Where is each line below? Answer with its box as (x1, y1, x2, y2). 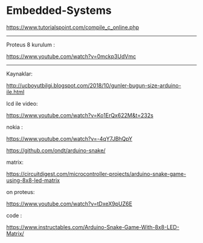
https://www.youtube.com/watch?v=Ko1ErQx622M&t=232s (6, 111, 154, 118)
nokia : (6, 123, 23, 131)
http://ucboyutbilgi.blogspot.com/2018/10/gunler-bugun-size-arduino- (6, 82, 181, 89)
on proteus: (6, 188, 35, 195)
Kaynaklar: (6, 70, 33, 77)
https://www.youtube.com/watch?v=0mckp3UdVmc (6, 53, 137, 60)
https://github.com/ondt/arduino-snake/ (6, 146, 106, 154)
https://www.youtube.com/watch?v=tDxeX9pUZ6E (6, 200, 133, 207)
